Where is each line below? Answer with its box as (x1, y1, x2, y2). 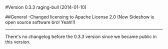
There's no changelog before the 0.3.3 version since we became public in (5, 33, 157, 39)
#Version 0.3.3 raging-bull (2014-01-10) (5, 4, 86, 10)
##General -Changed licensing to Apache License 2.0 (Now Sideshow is (5, 14, 154, 19)
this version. (5, 39, 31, 44)
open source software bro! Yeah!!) (5, 19, 76, 25)
